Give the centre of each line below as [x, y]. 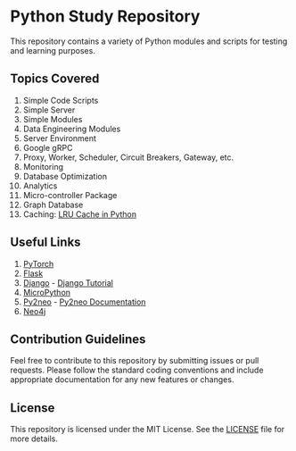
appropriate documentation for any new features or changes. [122, 380]
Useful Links [45, 242]
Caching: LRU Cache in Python [80, 214]
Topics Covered [55, 79]
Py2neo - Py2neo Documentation [84, 302]
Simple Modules [53, 119]
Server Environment [60, 138]
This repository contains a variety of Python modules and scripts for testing [149, 41]
